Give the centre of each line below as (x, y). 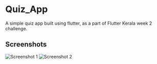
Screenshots (26, 45)
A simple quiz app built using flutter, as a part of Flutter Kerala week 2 (79, 23)
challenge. (16, 28)
